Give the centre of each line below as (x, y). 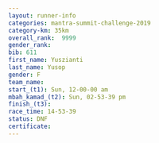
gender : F (25, 75)
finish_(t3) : (30, 104)
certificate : (30, 126)
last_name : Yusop (37, 68)
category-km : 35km (39, 30)
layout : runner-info (43, 15)
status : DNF (28, 119)
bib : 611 (23, 52)
